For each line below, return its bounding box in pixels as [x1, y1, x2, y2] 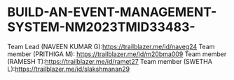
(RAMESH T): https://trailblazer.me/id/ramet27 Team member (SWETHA [7, 57, 212, 65]
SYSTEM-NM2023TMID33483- [7, 19, 195, 35]
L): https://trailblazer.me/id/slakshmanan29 [7, 65, 130, 73]
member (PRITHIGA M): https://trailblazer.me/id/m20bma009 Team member [7, 50, 227, 58]
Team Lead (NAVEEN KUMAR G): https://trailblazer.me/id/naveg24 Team [7, 42, 215, 51]
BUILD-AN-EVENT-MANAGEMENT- [7, 4, 217, 20]
